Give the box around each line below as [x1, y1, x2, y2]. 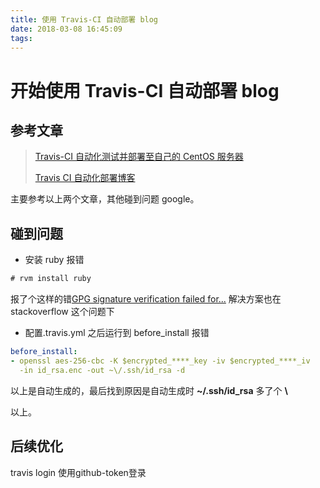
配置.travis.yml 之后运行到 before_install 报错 [24, 327, 210, 339]
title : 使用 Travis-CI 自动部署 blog [10, 14, 159, 25]
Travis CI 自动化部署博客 [34, 172, 136, 184]
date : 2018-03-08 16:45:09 [10, 24, 123, 34]
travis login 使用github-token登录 [10, 466, 147, 478]
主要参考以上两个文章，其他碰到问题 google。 [10, 193, 200, 205]
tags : [10, 33, 33, 43]
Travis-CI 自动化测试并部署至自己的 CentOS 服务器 [34, 151, 244, 163]
